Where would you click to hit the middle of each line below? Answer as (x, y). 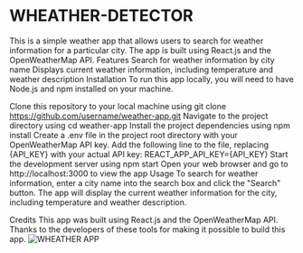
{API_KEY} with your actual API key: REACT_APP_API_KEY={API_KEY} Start (149, 154)
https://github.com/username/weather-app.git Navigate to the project (139, 116)
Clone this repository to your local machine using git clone (118, 106)
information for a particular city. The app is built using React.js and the (140, 50)
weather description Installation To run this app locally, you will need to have (151, 79)
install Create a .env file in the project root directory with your (123, 135)
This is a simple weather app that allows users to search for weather (137, 41)
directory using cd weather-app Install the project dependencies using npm (150, 125)
